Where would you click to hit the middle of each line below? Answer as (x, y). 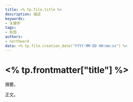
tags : (10, 28)
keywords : (15, 19)
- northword (17, 41)
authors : (14, 37)
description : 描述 (23, 14)
